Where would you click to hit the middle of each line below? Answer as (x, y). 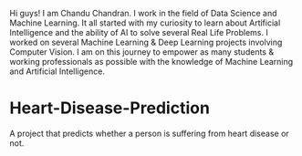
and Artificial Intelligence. (57, 71)
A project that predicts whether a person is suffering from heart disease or (149, 133)
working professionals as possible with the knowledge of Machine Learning (151, 62)
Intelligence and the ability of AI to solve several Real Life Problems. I (139, 32)
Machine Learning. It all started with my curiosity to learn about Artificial (145, 23)
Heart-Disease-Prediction (109, 108)
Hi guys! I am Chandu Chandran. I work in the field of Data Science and (143, 13)
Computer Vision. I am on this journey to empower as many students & (142, 52)
